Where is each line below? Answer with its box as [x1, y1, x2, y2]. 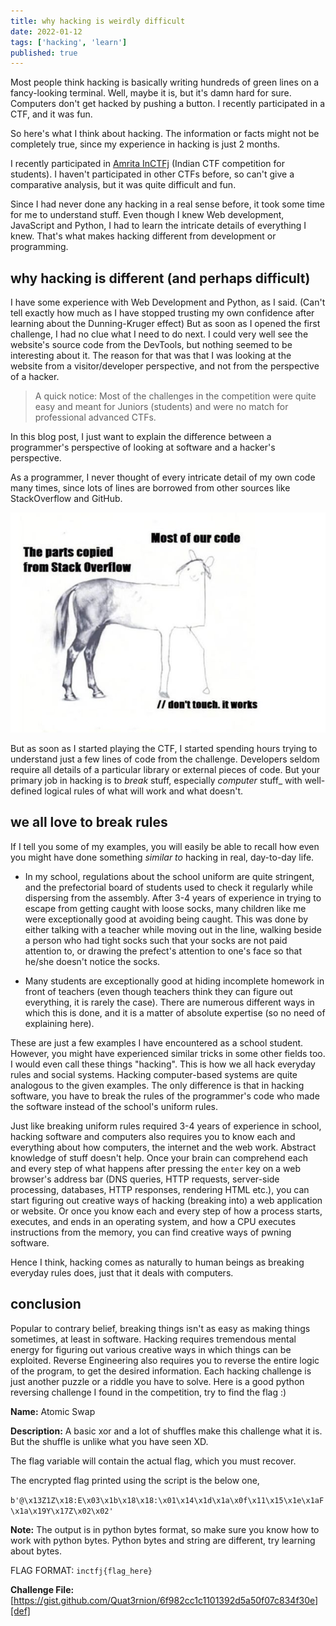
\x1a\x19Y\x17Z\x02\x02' [10, 1506, 114, 1516]
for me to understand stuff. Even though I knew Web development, [10, 209, 285, 221]
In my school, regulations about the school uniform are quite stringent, [24, 870, 315, 882]
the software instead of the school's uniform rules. [10, 1100, 219, 1112]
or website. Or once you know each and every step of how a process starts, [10, 1205, 323, 1217]
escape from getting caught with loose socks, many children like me [24, 902, 307, 914]
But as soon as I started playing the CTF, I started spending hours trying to [10, 743, 318, 755]
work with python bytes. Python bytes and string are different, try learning [10, 1534, 316, 1546]
